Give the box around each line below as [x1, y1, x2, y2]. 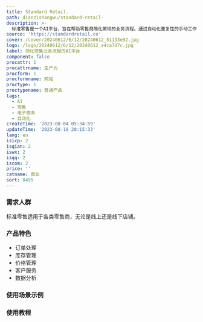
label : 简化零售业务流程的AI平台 [6, 48, 80, 54]
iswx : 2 [6, 149, 26, 155]
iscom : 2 [6, 160, 28, 166]
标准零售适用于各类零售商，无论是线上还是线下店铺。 [6, 213, 139, 220]
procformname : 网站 [6, 76, 54, 82]
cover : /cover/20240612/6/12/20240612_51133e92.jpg [6, 37, 139, 43]
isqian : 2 [6, 143, 31, 150]
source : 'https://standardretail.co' [6, 31, 101, 37]
